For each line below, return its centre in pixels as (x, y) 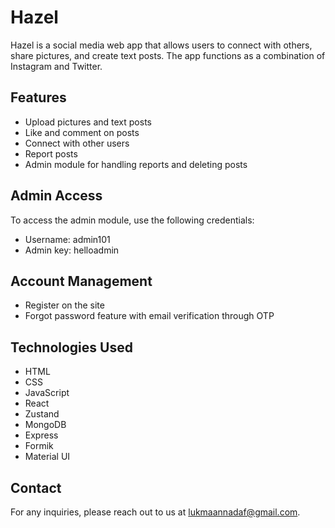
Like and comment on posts (82, 132)
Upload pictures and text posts (88, 122)
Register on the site (64, 305)
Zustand (42, 414)
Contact (36, 487)
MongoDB (45, 425)
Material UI (47, 457)
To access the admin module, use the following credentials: (132, 220)
